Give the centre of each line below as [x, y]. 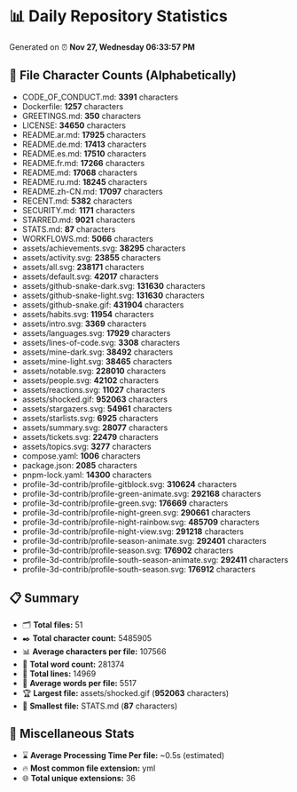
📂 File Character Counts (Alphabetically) [123, 76]
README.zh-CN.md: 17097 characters [92, 191]
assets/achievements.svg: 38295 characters [104, 248]
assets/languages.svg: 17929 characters [96, 332]
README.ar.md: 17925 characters [84, 134]
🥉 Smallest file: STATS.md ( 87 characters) [100, 706]
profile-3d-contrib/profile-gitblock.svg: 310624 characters [129, 484]
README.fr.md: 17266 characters [83, 163]
